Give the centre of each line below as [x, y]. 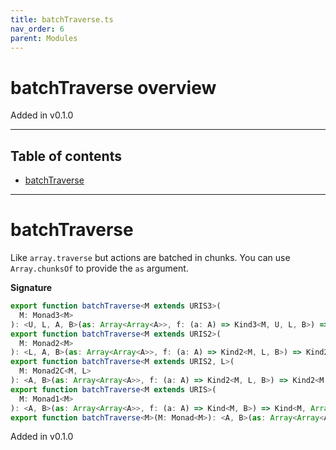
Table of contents [66, 156]
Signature [31, 288]
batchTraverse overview [113, 87]
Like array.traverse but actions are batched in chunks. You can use [150, 258]
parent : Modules [44, 38]
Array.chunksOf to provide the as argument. [99, 268]
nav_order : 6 [37, 29]
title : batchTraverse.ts [62, 19]
